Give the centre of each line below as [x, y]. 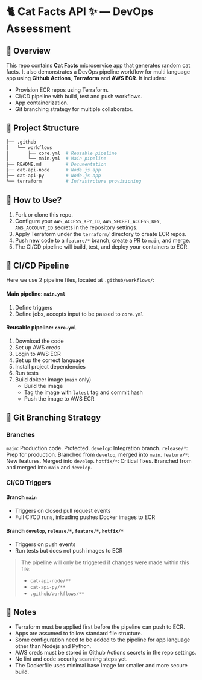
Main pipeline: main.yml [36, 294]
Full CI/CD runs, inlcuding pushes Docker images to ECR [85, 517]
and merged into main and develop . [49, 467]
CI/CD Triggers [29, 483]
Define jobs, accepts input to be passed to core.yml [79, 314]
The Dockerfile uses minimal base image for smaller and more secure [101, 665]
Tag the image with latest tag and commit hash [83, 392]
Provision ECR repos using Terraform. [62, 90]
